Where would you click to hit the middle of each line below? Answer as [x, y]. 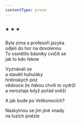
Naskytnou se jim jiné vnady [35, 111]
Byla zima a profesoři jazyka [35, 43]
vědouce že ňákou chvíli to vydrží [40, 85]
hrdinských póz [21, 80]
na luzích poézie [22, 116]
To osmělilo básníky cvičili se [36, 54]
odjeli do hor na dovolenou [33, 48]
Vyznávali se [19, 69]
